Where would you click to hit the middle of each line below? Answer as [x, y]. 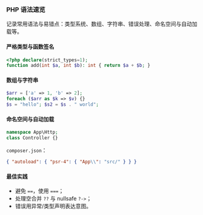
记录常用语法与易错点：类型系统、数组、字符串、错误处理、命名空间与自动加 [102, 24]
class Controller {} [32, 138]
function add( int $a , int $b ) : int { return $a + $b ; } [78, 66]
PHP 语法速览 [26, 9]
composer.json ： [27, 151]
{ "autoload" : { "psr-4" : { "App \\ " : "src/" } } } [72, 162]
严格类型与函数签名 [30, 46]
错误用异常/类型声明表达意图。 [53, 206]
